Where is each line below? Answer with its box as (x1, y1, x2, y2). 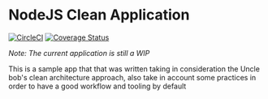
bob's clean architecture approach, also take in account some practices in (8, 72, 257, 82)
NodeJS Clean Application (8, 6, 190, 24)
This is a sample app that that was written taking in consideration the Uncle (8, 63, 260, 74)
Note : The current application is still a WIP (8, 48, 150, 58)
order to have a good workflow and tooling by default (8, 81, 187, 91)
